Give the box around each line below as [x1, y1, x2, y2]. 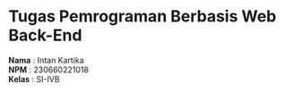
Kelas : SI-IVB [8, 73, 60, 84]
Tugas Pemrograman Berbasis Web [8, 6, 277, 27]
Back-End [8, 25, 82, 46]
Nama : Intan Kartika [8, 54, 84, 65]
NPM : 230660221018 [8, 64, 89, 75]
